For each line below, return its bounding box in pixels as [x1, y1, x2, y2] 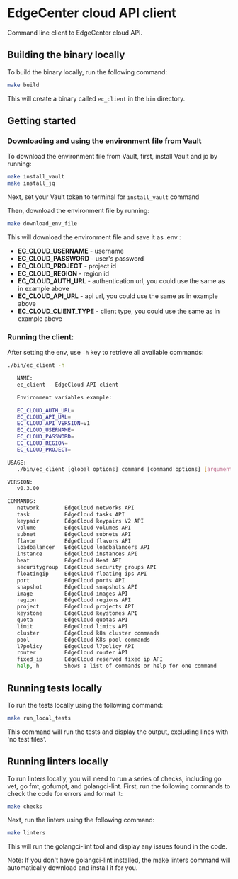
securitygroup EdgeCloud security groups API [16, 564, 157, 571]
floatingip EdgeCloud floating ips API [16, 570, 147, 577]
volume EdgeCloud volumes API [16, 524, 132, 531]
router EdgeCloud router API [16, 650, 129, 657]
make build [7, 81, 40, 89]
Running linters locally [7, 756, 108, 768]
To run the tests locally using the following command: [7, 701, 164, 709]
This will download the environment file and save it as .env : [7, 232, 182, 242]
